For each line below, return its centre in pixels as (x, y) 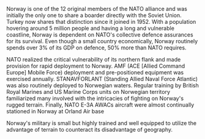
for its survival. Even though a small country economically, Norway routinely (102, 41)
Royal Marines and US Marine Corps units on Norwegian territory (88, 92)
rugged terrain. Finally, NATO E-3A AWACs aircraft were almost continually (100, 105)
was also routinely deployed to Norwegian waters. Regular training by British (102, 85)
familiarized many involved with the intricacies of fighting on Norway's (95, 98)
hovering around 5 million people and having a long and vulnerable (90, 28)
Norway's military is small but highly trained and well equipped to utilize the (102, 123)
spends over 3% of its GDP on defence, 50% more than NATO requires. (96, 48)
